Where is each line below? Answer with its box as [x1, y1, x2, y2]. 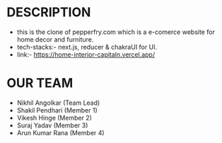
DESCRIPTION [6, 4, 91, 21]
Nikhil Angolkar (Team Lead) [16, 98, 100, 107]
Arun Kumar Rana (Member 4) [16, 128, 105, 137]
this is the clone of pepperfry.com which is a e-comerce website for [16, 28, 215, 36]
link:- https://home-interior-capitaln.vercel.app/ [16, 50, 156, 59]
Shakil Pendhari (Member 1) [16, 105, 98, 114]
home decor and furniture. [16, 35, 94, 43]
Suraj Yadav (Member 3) [16, 121, 88, 130]
